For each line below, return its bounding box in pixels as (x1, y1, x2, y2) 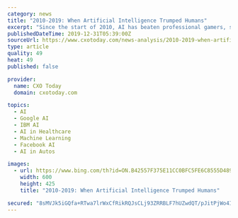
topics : (7, 102, 30, 109)
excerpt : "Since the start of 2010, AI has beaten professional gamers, (7, 23, 227, 30)
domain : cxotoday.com (13, 89, 78, 96)
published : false (7, 63, 59, 70)
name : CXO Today (13, 82, 62, 89)
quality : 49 (7, 50, 42, 57)
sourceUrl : (7, 37, 40, 44)
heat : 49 (7, 57, 33, 64)
